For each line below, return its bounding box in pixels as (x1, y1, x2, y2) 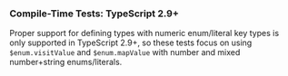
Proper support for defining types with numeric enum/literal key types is (9, 28, 280, 39)
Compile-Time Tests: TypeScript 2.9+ (9, 7, 179, 20)
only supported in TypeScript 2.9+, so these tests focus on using (9, 37, 253, 48)
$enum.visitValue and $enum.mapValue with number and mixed (9, 47, 241, 58)
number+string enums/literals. (9, 57, 123, 68)
